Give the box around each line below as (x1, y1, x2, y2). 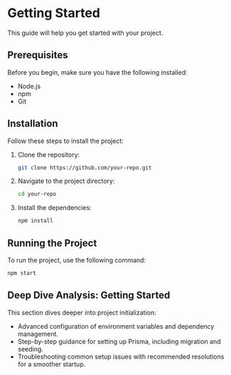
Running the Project (7, 237, 97, 249)
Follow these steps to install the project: (7, 137, 124, 145)
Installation (7, 117, 58, 130)
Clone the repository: (17, 150, 80, 159)
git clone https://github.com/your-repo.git (17, 164, 152, 171)
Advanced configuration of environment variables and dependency (17, 322, 215, 330)
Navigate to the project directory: (17, 176, 115, 186)
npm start (7, 270, 37, 277)
